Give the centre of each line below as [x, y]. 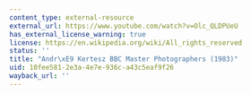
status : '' [30, 51]
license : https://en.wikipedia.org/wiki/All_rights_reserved [126, 43]
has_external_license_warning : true [78, 34]
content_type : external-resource [72, 17]
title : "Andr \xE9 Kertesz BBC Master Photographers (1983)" [124, 59]
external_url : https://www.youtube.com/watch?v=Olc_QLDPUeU [124, 26]
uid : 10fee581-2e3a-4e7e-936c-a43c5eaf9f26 [92, 68]
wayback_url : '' [39, 76]
